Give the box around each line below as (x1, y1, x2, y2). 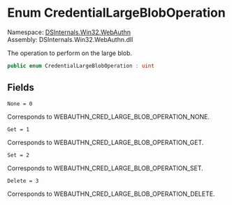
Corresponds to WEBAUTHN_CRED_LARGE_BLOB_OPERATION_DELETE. (7, 190, 215, 198)
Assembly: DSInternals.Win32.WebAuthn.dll (7, 35, 133, 43)
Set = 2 (7, 151, 30, 158)
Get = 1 (7, 126, 30, 133)
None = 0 (7, 100, 33, 107)
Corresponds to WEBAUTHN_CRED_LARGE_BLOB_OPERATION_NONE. (7, 112, 210, 121)
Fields (7, 82, 35, 93)
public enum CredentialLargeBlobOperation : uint (7, 62, 155, 69)
